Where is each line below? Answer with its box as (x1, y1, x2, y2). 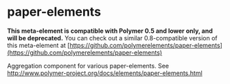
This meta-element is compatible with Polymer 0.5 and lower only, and (7, 27, 213, 35)
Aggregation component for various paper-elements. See (7, 61, 170, 70)
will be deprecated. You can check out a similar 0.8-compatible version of (7, 33, 218, 42)
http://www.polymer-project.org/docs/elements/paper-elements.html (7, 69, 203, 77)
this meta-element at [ (7, 41, 70, 49)
